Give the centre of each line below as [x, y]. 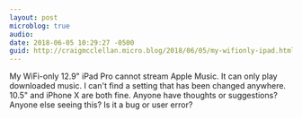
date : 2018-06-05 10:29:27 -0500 [72, 42]
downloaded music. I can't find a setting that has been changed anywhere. [147, 86]
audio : [22, 34]
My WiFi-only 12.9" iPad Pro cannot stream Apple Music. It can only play [143, 76]
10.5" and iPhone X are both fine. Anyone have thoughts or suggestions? [144, 96]
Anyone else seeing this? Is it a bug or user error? [101, 105]
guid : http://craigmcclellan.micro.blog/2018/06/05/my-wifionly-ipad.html [152, 51]
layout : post [34, 17]
